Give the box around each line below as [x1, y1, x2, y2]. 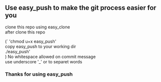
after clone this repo [5, 29, 45, 35]
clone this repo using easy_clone [5, 24, 70, 30]
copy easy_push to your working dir [5, 43, 76, 49]
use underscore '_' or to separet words [5, 59, 82, 64]
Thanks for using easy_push [5, 70, 73, 77]
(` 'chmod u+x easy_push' [5, 38, 57, 44]
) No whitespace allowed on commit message [5, 54, 96, 59]
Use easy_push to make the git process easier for [5, 4, 157, 12]
